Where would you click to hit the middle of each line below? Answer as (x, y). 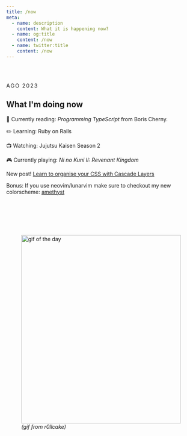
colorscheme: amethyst (35, 192)
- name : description (37, 23)
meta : (13, 17)
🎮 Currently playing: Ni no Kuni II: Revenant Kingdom (73, 160)
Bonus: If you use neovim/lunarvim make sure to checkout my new (89, 185)
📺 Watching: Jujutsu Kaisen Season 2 (53, 145)
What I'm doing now (44, 105)
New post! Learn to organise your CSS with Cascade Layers (80, 174)
